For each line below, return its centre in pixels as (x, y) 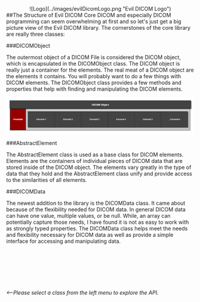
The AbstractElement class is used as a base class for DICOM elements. (95, 155)
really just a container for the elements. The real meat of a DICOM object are (100, 70)
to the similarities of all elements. (47, 180)
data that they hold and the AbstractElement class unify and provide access (99, 174)
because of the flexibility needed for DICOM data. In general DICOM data (96, 209)
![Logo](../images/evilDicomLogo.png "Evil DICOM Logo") (100, 9)
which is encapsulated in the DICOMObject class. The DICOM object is (93, 64)
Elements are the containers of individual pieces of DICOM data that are (95, 161)
